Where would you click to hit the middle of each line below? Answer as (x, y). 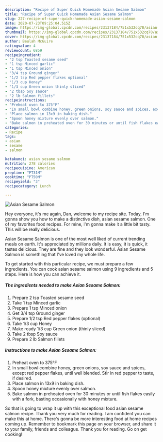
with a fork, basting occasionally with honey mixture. (65, 399)
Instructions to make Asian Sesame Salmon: (51, 350)
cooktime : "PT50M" (24, 177)
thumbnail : (16, 32)
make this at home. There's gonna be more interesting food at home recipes (81, 419)
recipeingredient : (24, 55)
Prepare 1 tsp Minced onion (39, 308)
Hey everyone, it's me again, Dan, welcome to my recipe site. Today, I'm (77, 214)
